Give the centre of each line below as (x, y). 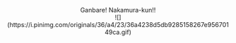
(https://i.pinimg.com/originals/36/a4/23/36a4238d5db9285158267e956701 (118, 25)
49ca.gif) (118, 32)
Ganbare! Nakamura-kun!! (118, 10)
